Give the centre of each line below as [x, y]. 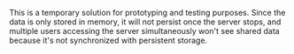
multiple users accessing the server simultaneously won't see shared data [145, 31]
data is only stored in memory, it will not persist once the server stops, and [145, 22]
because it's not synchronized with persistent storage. [108, 40]
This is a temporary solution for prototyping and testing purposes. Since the [147, 13]
